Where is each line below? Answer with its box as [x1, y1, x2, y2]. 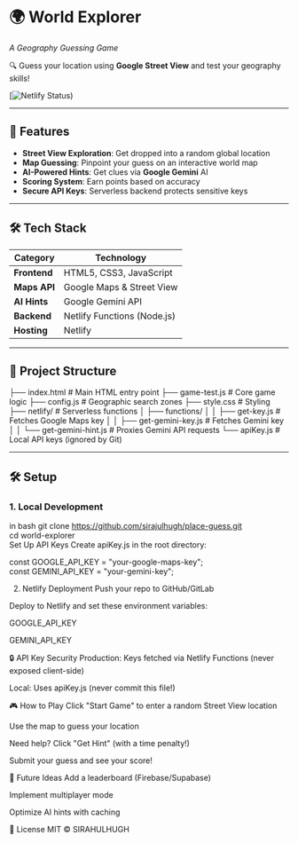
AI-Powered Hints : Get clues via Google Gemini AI [21, 166, 208, 177]
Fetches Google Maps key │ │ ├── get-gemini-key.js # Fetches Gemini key [9, 415, 285, 426]
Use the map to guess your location [9, 721, 139, 732]
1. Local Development [9, 500, 104, 513]
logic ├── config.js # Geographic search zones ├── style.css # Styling [9, 397, 271, 407]
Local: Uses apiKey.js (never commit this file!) [9, 682, 176, 693]
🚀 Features [9, 124, 70, 139]
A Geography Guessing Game [9, 42, 119, 53]
